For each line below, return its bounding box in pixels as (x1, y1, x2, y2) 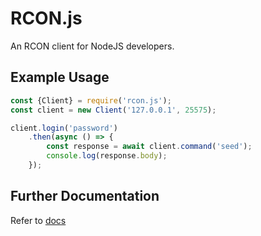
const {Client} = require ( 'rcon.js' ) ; (10, 95, 172, 106)
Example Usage (10, 69, 110, 86)
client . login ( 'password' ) (10, 123, 118, 133)
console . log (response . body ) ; (46, 151, 168, 161)
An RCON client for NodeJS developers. (10, 40, 175, 52)
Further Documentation (10, 188, 160, 205)
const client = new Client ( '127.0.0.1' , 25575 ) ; (10, 105, 217, 115)
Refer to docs (10, 214, 67, 226)
